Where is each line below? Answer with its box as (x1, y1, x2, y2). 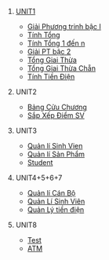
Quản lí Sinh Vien (27, 141, 83, 150)
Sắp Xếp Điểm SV (27, 111, 85, 120)
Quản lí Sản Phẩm (27, 149, 85, 159)
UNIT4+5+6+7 (15, 173, 63, 182)
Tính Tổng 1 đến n (27, 38, 85, 48)
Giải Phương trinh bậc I (27, 22, 102, 31)
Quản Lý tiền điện (27, 205, 85, 214)
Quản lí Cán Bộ (27, 189, 76, 197)
